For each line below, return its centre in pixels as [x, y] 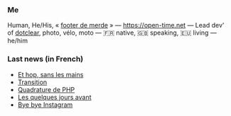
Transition [32, 82]
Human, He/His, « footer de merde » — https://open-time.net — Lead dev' [116, 25]
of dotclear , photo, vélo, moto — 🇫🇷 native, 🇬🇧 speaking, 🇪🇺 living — [112, 33]
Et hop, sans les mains [50, 74]
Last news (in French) [45, 59]
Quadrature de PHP [46, 89]
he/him [18, 41]
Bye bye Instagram [45, 105]
